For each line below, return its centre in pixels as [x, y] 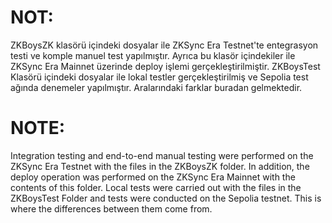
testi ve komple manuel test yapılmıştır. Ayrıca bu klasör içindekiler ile [153, 55]
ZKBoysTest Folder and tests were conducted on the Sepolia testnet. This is [166, 198]
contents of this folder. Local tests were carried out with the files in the [156, 187]
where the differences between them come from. [111, 208]
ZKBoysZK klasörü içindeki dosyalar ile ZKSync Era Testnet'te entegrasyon [164, 45]
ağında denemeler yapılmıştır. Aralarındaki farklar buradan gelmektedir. [156, 87]
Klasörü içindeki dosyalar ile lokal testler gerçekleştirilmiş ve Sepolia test [159, 77]
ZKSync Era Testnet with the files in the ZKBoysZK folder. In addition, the [160, 166]
